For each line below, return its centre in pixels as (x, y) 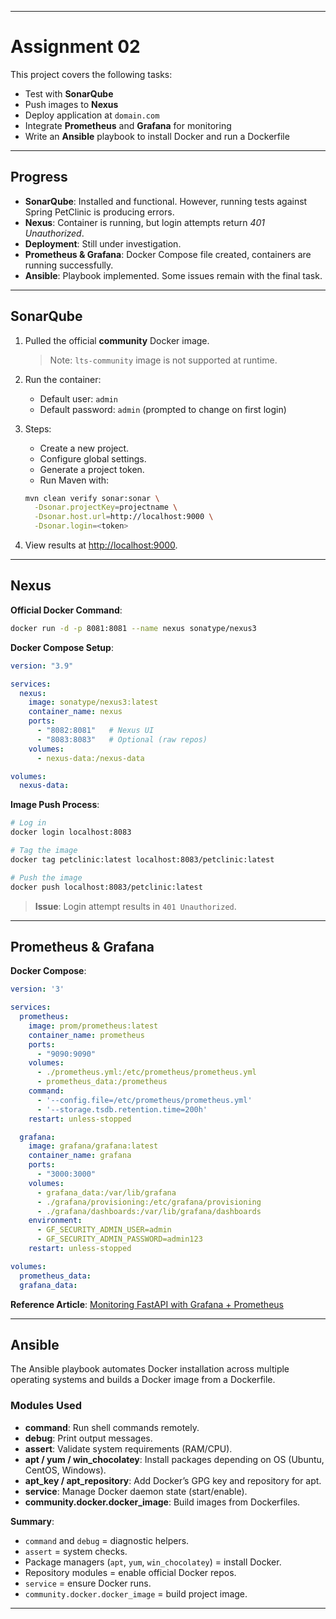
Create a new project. (84, 448)
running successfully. (69, 265)
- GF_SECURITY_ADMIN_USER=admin (104, 1230)
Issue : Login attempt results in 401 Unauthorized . (135, 906)
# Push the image (46, 877)
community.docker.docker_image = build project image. (136, 1593)
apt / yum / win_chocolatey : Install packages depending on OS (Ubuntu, (174, 1459)
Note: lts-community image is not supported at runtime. (163, 360)
